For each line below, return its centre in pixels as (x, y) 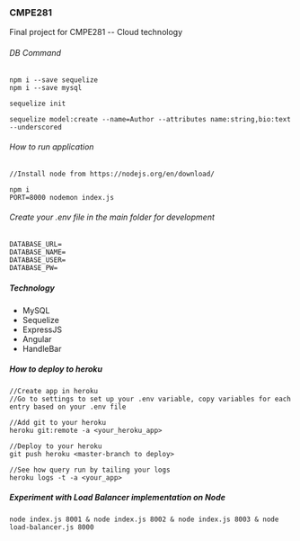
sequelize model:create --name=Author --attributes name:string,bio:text (150, 119)
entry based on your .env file (68, 407)
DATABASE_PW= (34, 267)
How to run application (52, 147)
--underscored (36, 127)
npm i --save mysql (46, 87)
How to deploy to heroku (56, 369)
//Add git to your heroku (57, 422)
